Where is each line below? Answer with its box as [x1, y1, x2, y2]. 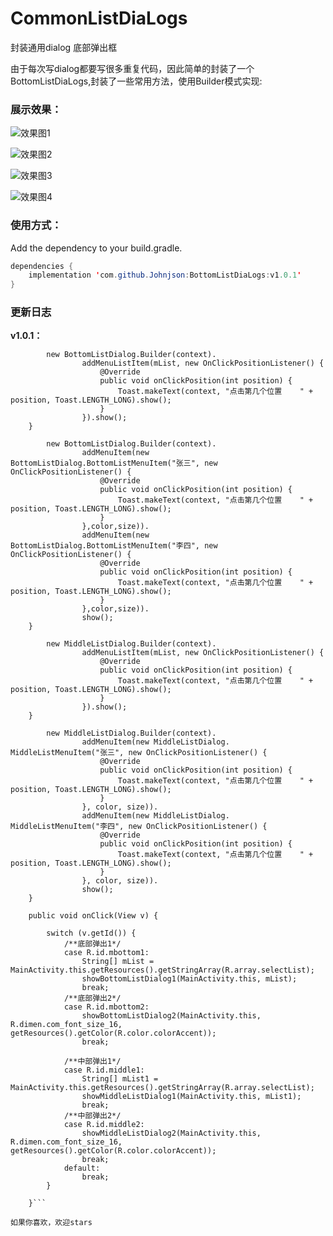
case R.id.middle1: [63, 1065, 145, 1076]
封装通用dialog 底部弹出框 [10, 41, 118, 53]
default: [63, 1163, 101, 1174]
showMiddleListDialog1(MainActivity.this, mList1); [81, 1092, 302, 1102]
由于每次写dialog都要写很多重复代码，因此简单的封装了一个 [10, 62, 255, 74]
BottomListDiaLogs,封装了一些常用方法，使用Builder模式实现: [10, 75, 263, 87]
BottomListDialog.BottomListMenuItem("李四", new [10, 541, 218, 551]
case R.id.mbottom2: [63, 1002, 150, 1012]
